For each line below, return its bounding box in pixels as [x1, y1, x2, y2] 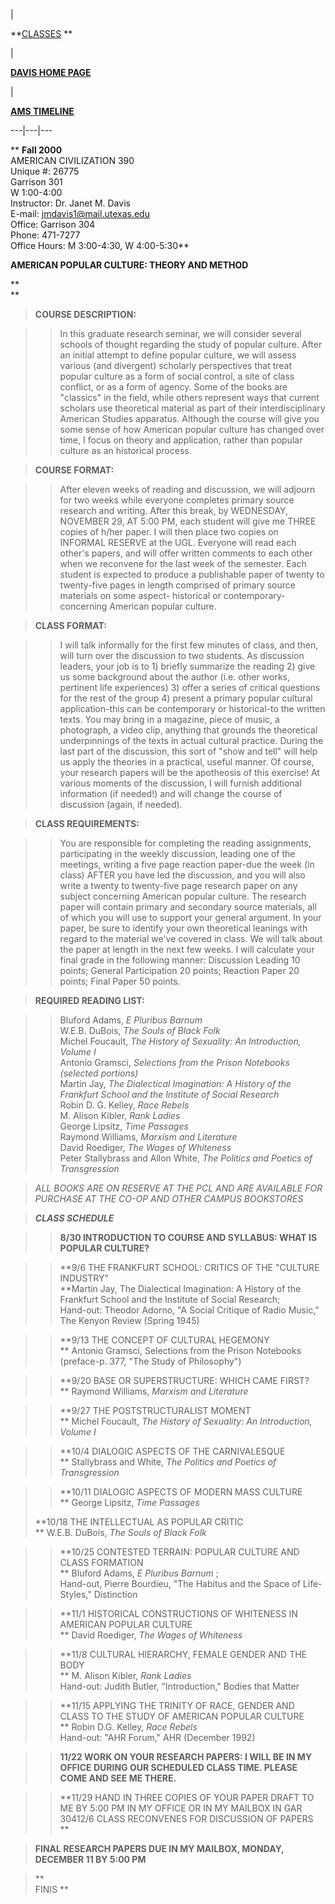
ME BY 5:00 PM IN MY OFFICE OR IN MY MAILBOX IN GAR [59, 1802, 303, 1814]
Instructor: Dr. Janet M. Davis [10, 197, 131, 209]
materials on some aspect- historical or [59, 590, 222, 601]
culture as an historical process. [59, 445, 192, 456]
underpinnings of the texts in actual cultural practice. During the [59, 735, 324, 746]
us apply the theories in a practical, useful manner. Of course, [59, 756, 315, 768]
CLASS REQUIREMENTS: [34, 818, 140, 829]
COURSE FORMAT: [34, 464, 115, 476]
